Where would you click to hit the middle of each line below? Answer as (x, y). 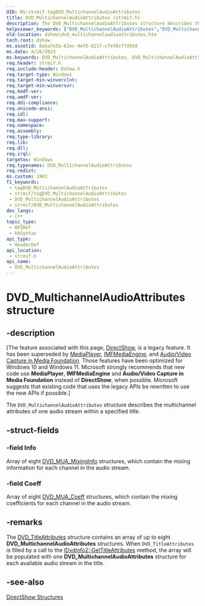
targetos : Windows (30, 159)
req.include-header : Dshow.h (43, 69)
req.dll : (17, 148)
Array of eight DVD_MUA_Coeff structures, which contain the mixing (92, 496)
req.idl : (17, 114)
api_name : (19, 262)
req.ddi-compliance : (33, 103)
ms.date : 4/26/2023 (31, 52)
